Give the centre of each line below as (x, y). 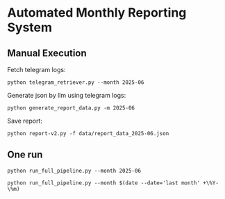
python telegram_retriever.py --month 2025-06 (76, 83)
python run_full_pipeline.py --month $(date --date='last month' (103, 183)
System (30, 27)
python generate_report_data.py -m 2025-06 (71, 108)
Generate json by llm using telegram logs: (67, 95)
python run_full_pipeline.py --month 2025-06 (74, 171)
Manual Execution (47, 53)
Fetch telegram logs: (36, 70)
